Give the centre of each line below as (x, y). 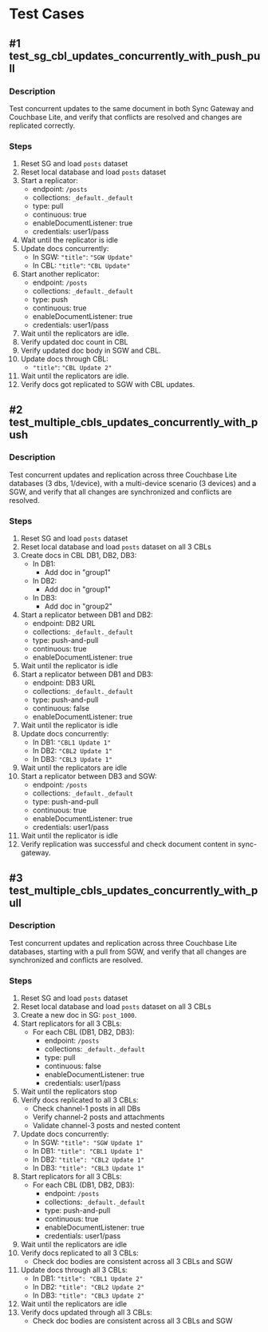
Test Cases (47, 14)
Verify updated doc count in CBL (74, 342)
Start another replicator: (60, 274)
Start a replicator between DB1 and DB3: (87, 674)
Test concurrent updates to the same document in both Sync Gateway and (132, 108)
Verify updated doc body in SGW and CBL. (91, 351)
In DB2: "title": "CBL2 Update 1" (89, 1159)
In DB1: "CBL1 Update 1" (71, 742)
